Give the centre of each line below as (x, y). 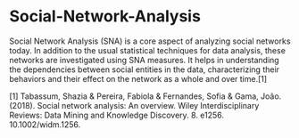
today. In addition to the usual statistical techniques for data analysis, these (147, 50)
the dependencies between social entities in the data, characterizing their (144, 69)
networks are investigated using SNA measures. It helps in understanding (144, 60)
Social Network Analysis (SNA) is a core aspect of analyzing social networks (150, 41)
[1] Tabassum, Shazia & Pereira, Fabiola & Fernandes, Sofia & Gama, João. (145, 96)
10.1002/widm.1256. (45, 124)
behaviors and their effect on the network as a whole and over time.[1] (138, 78)
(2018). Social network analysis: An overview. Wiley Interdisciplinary (134, 105)
